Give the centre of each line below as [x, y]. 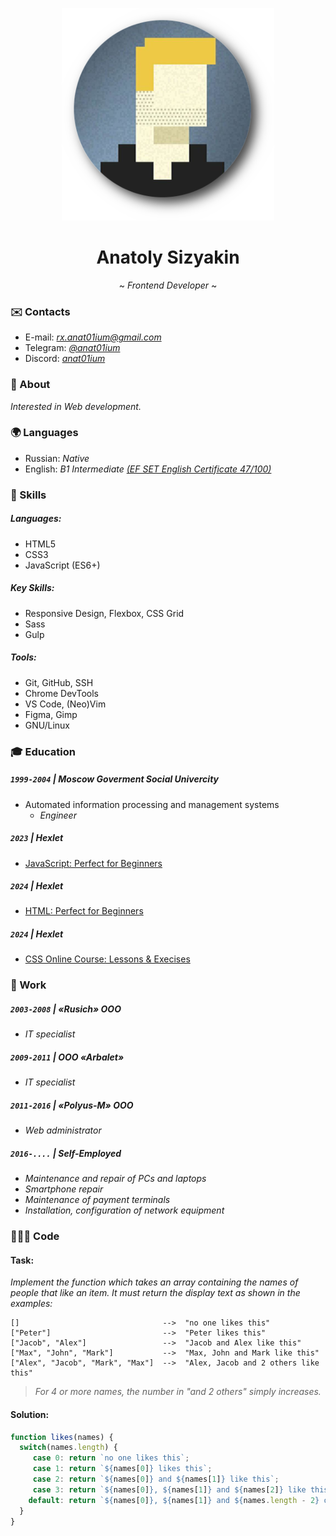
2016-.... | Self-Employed [66, 1153]
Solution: [30, 1414]
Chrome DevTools [61, 693]
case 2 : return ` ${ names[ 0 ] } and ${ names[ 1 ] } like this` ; [156, 1479]
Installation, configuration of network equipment [124, 1210]
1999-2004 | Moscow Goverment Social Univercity [115, 779]
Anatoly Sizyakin [168, 257]
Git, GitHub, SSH [59, 682]
